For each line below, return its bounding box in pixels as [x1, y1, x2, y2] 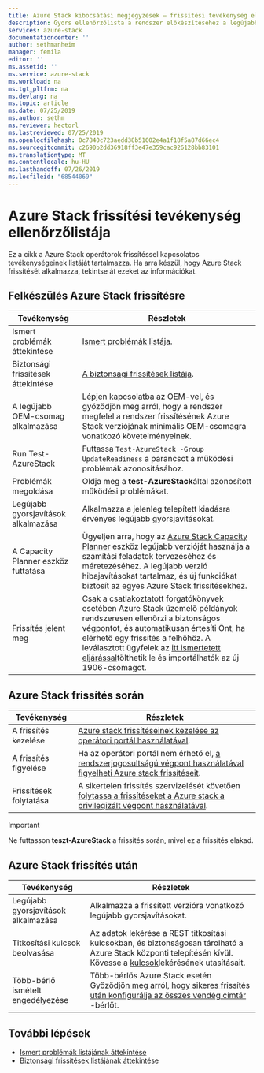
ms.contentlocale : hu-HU [8, 158, 90, 166]
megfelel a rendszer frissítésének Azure [82, 411, 229, 422]
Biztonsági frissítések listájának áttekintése [19, 1056, 159, 1065]
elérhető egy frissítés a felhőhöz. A [82, 632, 211, 643]
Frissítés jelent [12, 622, 66, 633]
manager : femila [8, 48, 61, 56]
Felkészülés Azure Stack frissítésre [8, 289, 185, 303]
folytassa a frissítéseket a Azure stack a [78, 790, 225, 801]
